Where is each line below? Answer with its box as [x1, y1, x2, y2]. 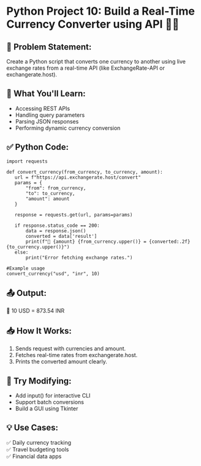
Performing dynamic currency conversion [15, 124, 121, 131]
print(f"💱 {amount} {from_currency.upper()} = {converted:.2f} [25, 239, 191, 245]
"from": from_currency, [25, 185, 86, 191]
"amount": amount [25, 196, 70, 202]
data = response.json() [25, 227, 86, 234]
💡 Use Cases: [6, 423, 59, 433]
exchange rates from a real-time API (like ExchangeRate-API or [6, 64, 165, 72]
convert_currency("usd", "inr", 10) [6, 270, 100, 276]
